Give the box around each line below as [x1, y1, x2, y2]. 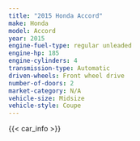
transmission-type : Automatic [8, 64, 111, 73]
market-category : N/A [8, 86, 82, 95]
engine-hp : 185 [8, 49, 60, 57]
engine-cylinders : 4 [8, 57, 78, 65]
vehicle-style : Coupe [8, 102, 82, 110]
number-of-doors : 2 [8, 79, 74, 87]
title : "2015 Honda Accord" [8, 11, 104, 20]
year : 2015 [8, 34, 45, 43]
